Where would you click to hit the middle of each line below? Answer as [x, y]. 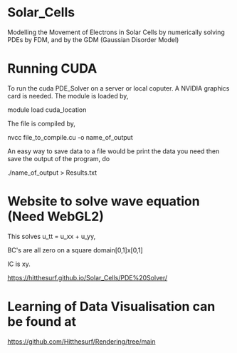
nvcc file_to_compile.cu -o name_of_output [70, 137]
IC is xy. [19, 264]
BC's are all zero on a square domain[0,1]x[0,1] [75, 250]
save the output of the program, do [59, 158]
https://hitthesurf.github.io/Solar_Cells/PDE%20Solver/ [88, 277]
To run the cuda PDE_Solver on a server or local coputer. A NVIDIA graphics [118, 88]
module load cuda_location [47, 109]
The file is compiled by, [42, 123]
